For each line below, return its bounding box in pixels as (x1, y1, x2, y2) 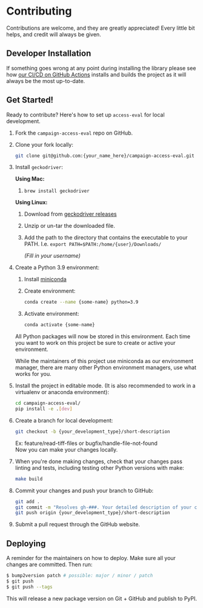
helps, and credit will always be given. (6, 30, 101, 38)
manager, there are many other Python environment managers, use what (15, 364, 197, 371)
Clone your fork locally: (15, 141, 74, 148)
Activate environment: (24, 310, 79, 318)
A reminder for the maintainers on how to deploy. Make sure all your (6, 555, 176, 562)
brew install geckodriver (24, 188, 90, 195)
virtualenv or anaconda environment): (15, 389, 109, 396)
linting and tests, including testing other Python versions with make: (15, 464, 185, 471)
